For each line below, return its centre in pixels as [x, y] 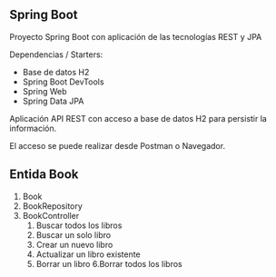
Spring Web [44, 91]
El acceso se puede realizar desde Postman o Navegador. [117, 145]
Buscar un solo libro [74, 234]
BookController [51, 215]
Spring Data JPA [53, 101]
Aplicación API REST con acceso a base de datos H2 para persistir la [138, 118]
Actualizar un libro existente [88, 254]
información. [33, 128]
